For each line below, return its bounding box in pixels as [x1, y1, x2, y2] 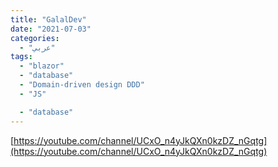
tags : [10, 52, 33, 62]
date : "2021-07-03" [10, 24, 92, 34]
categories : [10, 33, 60, 43]
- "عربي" [19, 42, 56, 53]
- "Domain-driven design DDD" [19, 80, 145, 90]
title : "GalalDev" [10, 14, 87, 25]
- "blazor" [19, 61, 65, 71]
